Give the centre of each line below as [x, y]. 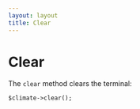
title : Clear [30, 23]
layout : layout [33, 15]
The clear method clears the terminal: [70, 84]
